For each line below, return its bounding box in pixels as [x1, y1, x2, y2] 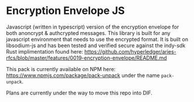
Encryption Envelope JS [6, 4, 125, 17]
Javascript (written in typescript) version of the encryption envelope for [6, 23, 179, 30]
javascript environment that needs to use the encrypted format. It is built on [6, 36, 189, 43]
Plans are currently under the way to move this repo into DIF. [6, 89, 152, 96]
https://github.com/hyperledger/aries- [84, 48, 177, 55]
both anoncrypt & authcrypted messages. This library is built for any [6, 29, 171, 36]
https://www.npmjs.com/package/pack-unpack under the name [6, 72, 160, 79]
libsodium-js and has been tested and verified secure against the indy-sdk [6, 42, 186, 49]
